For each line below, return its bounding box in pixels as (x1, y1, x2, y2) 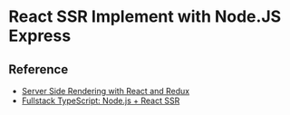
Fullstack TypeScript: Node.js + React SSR (21, 95, 180, 106)
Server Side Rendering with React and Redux (21, 86, 190, 96)
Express (8, 25, 72, 46)
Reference (8, 62, 69, 77)
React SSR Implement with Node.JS (8, 6, 282, 27)
